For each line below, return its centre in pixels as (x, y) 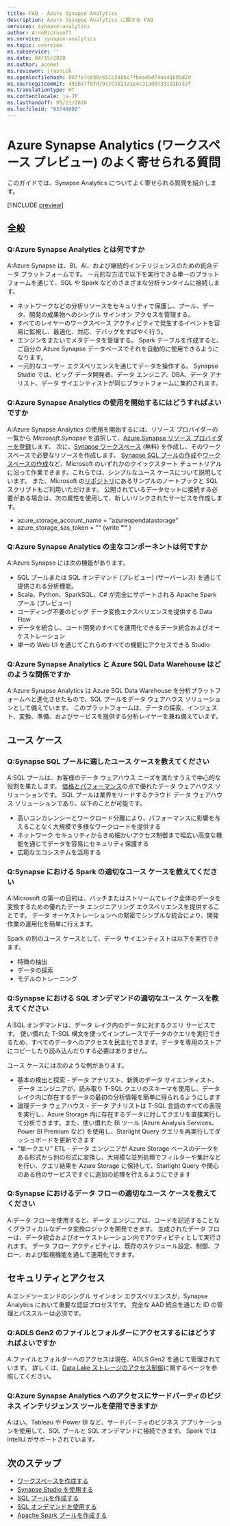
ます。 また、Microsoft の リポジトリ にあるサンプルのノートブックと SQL (115, 480)
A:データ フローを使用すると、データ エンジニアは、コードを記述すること (111, 1220)
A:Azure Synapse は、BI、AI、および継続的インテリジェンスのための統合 (110, 266)
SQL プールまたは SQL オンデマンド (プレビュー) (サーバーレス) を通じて (119, 577)
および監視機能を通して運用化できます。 (82, 1254)
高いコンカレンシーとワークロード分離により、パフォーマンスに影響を (116, 818)
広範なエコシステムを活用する (59, 852)
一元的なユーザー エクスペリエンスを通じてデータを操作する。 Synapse (117, 366)
